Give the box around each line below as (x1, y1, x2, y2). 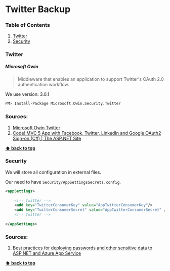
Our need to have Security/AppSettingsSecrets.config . (5, 179, 121, 185)
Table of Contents (5, 22, 51, 29)
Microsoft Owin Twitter (12, 125, 61, 131)
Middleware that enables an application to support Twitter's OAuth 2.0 (17, 76, 164, 82)
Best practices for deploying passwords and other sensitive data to (12, 245, 153, 251)
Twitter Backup (5, 4, 71, 15)
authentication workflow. (17, 82, 69, 88)
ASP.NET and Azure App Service (12, 250, 81, 256)
